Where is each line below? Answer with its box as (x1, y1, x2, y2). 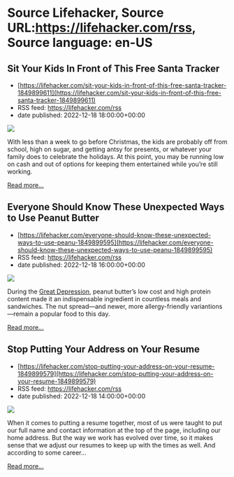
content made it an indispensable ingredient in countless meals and (7, 294, 201, 303)
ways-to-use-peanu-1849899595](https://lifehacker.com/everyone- (17, 238, 214, 247)
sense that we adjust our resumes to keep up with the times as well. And (7, 441, 216, 449)
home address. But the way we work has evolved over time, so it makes (7, 433, 214, 442)
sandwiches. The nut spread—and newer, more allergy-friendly (7, 302, 189, 310)
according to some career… (7, 448, 87, 457)
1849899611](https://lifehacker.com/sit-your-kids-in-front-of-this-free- (17, 89, 222, 97)
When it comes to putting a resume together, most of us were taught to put (7, 418, 223, 427)
